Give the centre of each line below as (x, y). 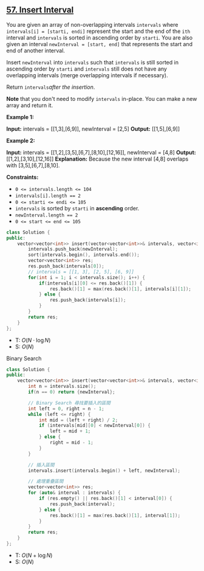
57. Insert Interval (40, 10)
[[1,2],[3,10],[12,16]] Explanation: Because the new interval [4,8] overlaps (97, 159)
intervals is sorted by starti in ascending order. (77, 208)
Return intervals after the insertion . (51, 87)
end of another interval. (36, 50)
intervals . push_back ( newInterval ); (73, 249)
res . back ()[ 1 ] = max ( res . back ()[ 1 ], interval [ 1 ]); (115, 515)
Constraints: (22, 177)
